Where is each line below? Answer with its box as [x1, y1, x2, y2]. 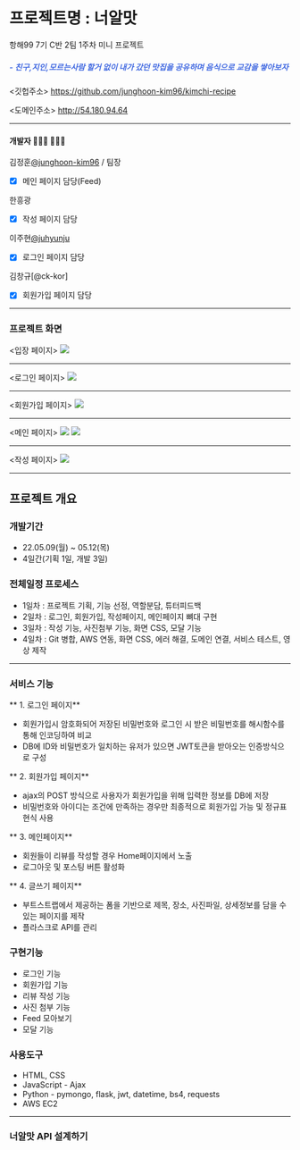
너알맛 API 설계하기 [9, 1130, 88, 1143]
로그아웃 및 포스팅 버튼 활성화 [21, 861, 125, 872]
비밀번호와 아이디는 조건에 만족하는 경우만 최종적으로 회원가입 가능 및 [21, 801, 263, 811]
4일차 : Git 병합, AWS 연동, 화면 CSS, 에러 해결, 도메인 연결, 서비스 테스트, [21, 634, 281, 644]
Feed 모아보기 [21, 1013, 72, 1024]
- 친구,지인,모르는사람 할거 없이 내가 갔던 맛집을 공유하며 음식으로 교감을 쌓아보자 [9, 62, 288, 72]
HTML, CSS [21, 1070, 65, 1080]
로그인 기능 [21, 969, 62, 979]
